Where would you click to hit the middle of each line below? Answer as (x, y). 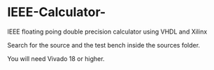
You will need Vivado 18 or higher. (56, 58)
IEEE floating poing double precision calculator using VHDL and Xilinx (107, 31)
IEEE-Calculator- (57, 12)
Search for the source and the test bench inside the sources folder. (104, 45)
